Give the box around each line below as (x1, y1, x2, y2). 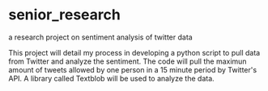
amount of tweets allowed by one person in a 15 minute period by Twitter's (8, 64, 257, 74)
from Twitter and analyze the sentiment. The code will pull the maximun (8, 56, 247, 66)
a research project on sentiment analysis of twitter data (8, 32, 193, 42)
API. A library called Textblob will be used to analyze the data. (8, 73, 215, 83)
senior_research (8, 6, 121, 24)
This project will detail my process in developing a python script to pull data (8, 48, 261, 57)
